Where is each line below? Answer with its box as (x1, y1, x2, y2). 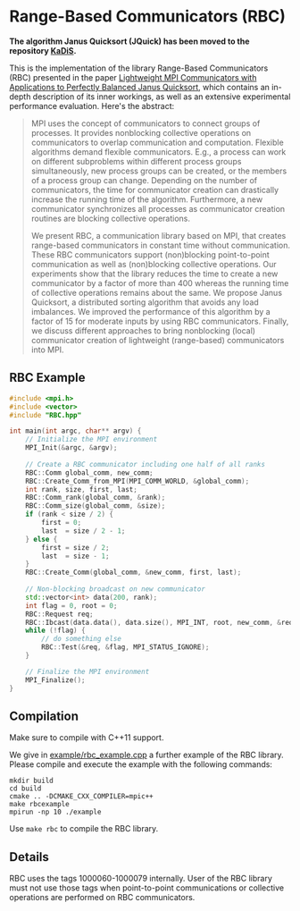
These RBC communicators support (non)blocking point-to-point (30, 249, 270, 260)
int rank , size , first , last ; (25, 485, 138, 493)
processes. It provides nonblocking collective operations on (30, 127, 252, 138)
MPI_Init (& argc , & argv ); (25, 443, 118, 452)
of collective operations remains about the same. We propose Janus (30, 287, 283, 298)
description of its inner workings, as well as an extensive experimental (32, 91, 291, 102)
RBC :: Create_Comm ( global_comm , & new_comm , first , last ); (25, 568, 242, 578)
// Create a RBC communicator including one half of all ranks (25, 460, 266, 468)
